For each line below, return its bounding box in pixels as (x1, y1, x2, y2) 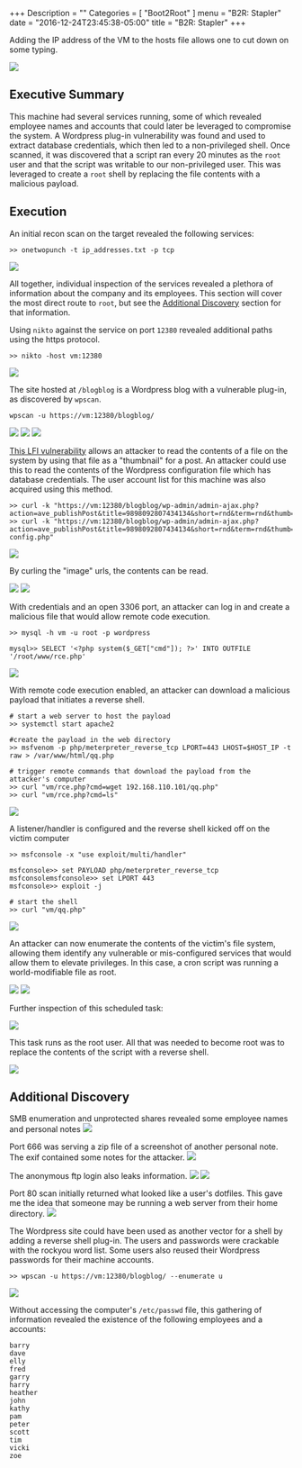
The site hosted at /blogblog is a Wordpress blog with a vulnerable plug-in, (9, 384, 288, 394)
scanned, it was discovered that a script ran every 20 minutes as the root (9, 149, 281, 160)
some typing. (9, 44, 58, 55)
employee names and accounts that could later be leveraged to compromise (9, 121, 292, 131)
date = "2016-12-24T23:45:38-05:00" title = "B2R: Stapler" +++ (9, 17, 246, 28)
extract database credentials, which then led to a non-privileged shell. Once (9, 140, 290, 150)
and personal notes (9, 1124, 81, 1135)
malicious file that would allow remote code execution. (9, 611, 211, 621)
